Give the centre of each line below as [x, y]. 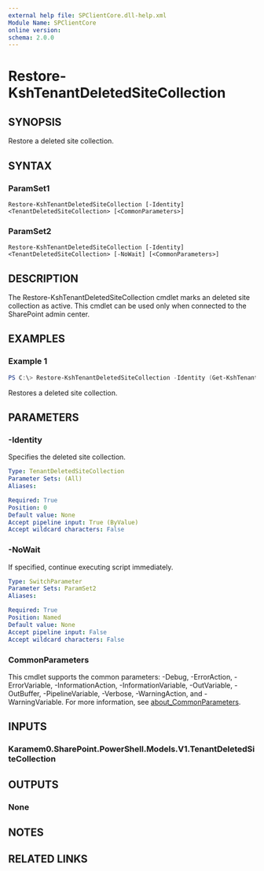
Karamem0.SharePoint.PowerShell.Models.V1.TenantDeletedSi [132, 749]
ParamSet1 [29, 188]
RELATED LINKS [48, 859]
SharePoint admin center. [49, 314]
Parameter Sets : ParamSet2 [52, 589]
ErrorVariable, [31, 685]
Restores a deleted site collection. [63, 393]
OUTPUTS [33, 784]
